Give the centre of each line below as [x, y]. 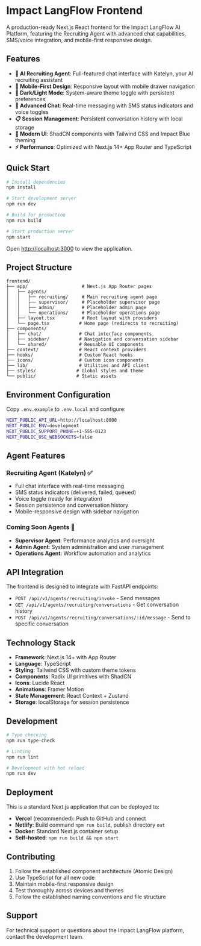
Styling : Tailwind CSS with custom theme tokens [76, 670]
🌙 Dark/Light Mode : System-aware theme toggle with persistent [94, 92]
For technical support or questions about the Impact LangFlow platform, [95, 930]
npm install [21, 187]
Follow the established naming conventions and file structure [91, 897]
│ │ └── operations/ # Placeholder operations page [83, 313]
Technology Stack [41, 643]
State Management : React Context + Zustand [72, 696]
